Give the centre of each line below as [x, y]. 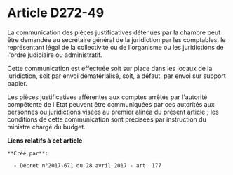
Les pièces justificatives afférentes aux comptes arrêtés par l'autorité [107, 97]
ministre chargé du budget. [46, 127]
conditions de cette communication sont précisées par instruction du [107, 119]
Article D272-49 [56, 13]
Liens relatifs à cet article [45, 140]
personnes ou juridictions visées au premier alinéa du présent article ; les [113, 112]
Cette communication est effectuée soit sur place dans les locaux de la [110, 68]
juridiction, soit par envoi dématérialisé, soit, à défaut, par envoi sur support [116, 76]
